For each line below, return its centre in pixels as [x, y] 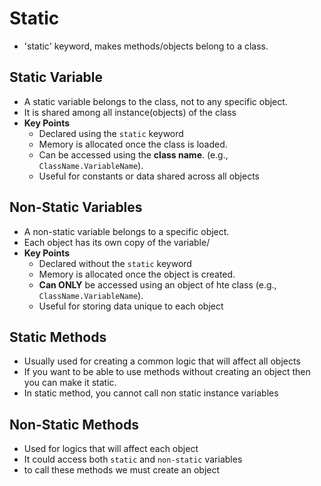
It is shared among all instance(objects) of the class [130, 112]
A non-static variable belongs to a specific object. [126, 231]
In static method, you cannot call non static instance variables [151, 393]
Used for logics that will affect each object [111, 449]
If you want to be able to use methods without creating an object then [167, 372]
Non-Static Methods [74, 424]
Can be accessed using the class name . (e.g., [133, 154]
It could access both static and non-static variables [133, 459]
